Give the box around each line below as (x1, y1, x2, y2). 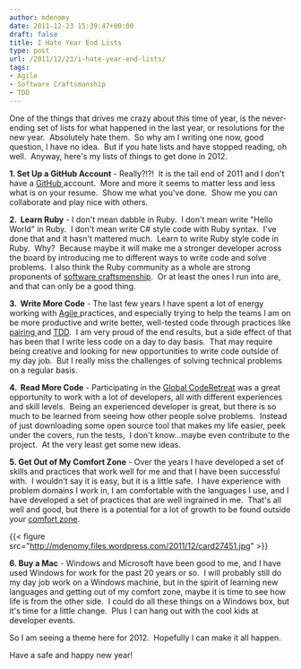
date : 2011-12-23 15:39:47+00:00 (9, 21, 134, 30)
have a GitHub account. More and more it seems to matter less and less (9, 177, 276, 188)
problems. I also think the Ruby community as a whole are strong (9, 262, 251, 272)
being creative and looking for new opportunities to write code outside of (9, 346, 279, 356)
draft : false (9, 30, 58, 39)
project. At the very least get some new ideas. (9, 439, 181, 450)
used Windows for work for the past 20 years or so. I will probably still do (9, 567, 282, 578)
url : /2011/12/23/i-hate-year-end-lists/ (9, 55, 167, 64)
